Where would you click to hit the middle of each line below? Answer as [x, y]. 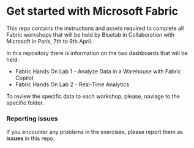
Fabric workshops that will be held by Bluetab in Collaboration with [90, 34]
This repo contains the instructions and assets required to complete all [95, 28]
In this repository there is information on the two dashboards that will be [97, 53]
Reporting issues [32, 119]
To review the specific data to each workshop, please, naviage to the [93, 96]
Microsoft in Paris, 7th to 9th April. [50, 41]
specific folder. [25, 103]
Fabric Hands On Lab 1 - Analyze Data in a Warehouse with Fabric [98, 71]
